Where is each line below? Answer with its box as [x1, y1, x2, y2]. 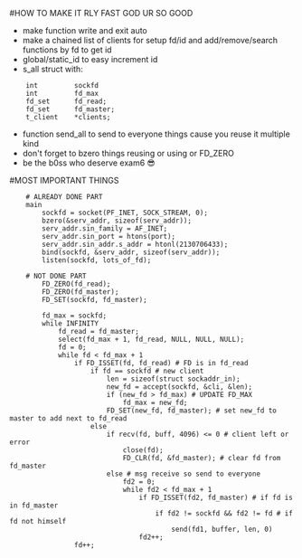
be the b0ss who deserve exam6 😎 [22, 157, 156, 168]
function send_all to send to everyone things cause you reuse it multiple [22, 128, 291, 139]
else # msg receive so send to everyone [106, 469, 260, 478]
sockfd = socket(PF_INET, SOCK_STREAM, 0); [42, 208, 208, 217]
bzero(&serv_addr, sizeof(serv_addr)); [42, 216, 193, 225]
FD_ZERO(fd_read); [42, 279, 111, 288]
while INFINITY [42, 319, 99, 328]
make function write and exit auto [22, 25, 147, 35]
